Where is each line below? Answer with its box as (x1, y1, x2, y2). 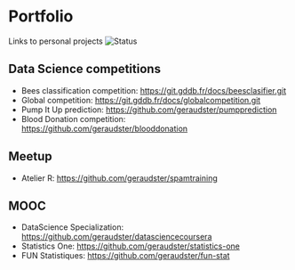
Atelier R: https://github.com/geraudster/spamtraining (20, 172, 219, 184)
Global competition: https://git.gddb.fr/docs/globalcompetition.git (20, 94, 261, 105)
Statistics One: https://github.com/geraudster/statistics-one (20, 241, 241, 251)
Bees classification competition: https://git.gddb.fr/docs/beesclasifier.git (20, 85, 287, 95)
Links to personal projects (8, 36, 104, 46)
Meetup (8, 149, 52, 164)
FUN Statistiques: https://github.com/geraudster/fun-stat (20, 250, 230, 261)
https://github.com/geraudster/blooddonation (20, 123, 188, 134)
